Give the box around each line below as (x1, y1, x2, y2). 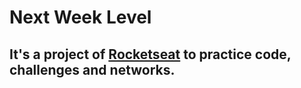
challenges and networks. (9, 61, 176, 78)
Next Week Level (9, 6, 152, 29)
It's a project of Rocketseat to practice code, (9, 46, 292, 63)
